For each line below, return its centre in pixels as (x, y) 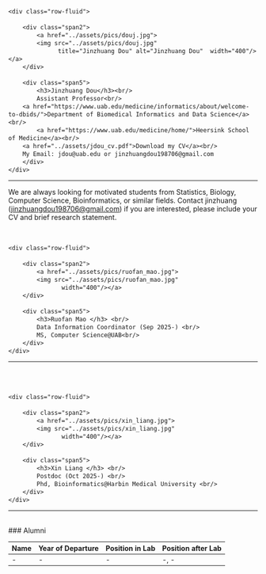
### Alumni (27, 530)
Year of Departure (68, 548)
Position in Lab (131, 548)
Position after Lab (192, 548)
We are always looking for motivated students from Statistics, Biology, (122, 192)
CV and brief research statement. (63, 217)
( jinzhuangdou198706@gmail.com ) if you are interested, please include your (133, 209)
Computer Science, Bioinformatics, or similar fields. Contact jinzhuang (123, 200)
